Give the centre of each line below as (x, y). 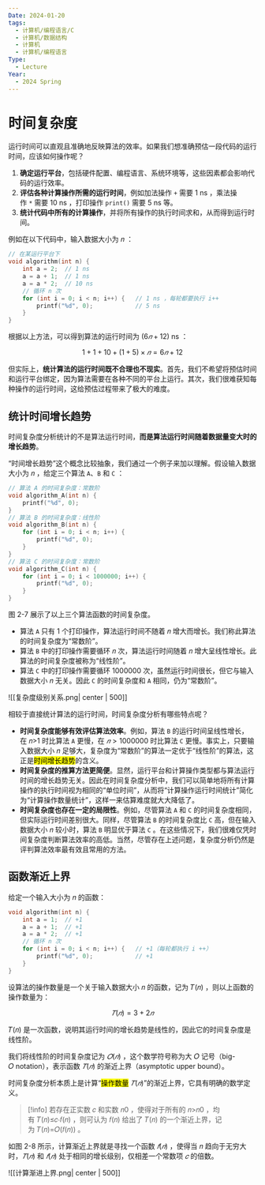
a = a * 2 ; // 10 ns (58, 284)
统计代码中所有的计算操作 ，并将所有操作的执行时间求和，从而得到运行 (134, 213)
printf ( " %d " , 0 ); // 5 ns (98, 306)
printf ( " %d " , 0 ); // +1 (95, 957)
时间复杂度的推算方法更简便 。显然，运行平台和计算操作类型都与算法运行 (137, 770)
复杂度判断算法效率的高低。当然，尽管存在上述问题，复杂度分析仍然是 (140, 839)
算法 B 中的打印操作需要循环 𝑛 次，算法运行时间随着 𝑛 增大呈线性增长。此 (138, 651)
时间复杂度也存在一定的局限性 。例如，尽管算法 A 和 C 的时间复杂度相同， (138, 810)
